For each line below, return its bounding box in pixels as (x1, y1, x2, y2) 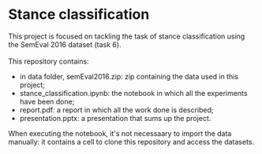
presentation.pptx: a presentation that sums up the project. (19, 113, 211, 123)
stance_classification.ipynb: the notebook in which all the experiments (19, 88, 248, 97)
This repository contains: (8, 57, 89, 66)
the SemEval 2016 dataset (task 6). (8, 39, 122, 49)
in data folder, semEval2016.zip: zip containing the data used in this (19, 71, 239, 81)
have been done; (19, 97, 75, 106)
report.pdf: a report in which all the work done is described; (19, 104, 215, 115)
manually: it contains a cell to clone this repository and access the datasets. (8, 137, 255, 146)
